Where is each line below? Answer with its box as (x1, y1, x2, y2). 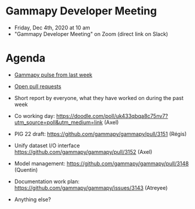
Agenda (5, 52, 45, 65)
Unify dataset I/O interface (14, 142, 80, 149)
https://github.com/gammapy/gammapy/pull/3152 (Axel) (14, 148, 153, 155)
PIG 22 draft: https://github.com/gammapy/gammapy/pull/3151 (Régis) (14, 130, 187, 137)
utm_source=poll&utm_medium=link (14, 119, 103, 126)
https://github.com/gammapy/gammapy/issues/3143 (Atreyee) (14, 184, 168, 191)
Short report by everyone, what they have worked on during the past (14, 94, 184, 101)
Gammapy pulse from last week (14, 71, 93, 78)
